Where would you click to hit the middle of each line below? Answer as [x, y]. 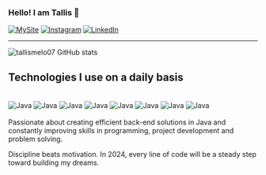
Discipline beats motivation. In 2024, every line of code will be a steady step [133, 154]
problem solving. [36, 139]
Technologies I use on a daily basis [96, 77]
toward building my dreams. [54, 162]
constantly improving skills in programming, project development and [121, 130]
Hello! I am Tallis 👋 [44, 13]
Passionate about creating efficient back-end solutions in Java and [117, 122]
